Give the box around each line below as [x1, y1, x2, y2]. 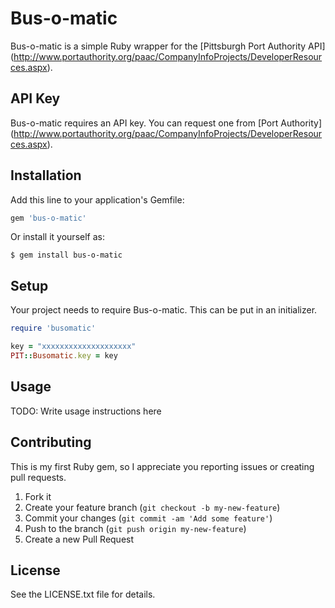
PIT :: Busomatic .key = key [10, 351, 118, 361]
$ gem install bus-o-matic [10, 250, 123, 261]
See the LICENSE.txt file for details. [10, 588, 156, 601]
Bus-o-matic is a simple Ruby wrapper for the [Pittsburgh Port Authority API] [10, 40, 326, 52]
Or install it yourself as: [10, 231, 105, 243]
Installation [10, 167, 82, 184]
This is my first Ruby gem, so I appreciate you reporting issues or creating [10, 460, 315, 472]
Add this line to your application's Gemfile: [10, 193, 185, 206]
